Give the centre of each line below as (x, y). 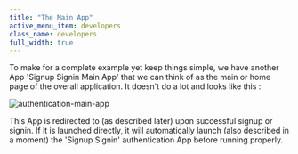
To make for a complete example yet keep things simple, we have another (144, 68)
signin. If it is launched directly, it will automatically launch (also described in (149, 131)
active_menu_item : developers (65, 26)
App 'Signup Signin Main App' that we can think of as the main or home (140, 77)
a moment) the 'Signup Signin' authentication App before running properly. (146, 140)
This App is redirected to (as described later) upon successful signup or (141, 121)
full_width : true (41, 42)
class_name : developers (53, 34)
